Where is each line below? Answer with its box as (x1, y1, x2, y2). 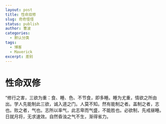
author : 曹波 (5, 26, 31, 31)
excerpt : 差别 (5, 54, 34, 59)
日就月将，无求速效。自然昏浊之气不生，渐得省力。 (5, 113, 111, 119)
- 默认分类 (10, 36, 30, 41)
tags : (5, 40, 17, 45)
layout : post (5, 7, 33, 13)
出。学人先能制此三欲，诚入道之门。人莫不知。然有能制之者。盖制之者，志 (5, 101, 159, 107)
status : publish (5, 21, 39, 27)
